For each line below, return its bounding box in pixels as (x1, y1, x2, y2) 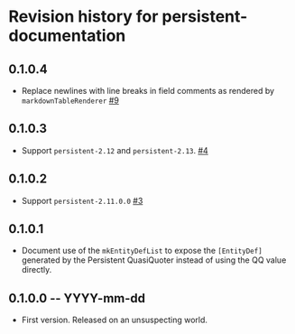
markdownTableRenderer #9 (21, 95, 119, 106)
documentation (8, 25, 126, 46)
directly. (21, 264, 52, 275)
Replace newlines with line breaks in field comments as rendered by (21, 86, 275, 96)
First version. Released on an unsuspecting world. (21, 314, 208, 326)
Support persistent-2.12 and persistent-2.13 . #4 (21, 144, 208, 155)
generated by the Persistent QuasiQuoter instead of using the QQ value (21, 255, 287, 265)
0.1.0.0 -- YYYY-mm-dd (8, 291, 146, 306)
